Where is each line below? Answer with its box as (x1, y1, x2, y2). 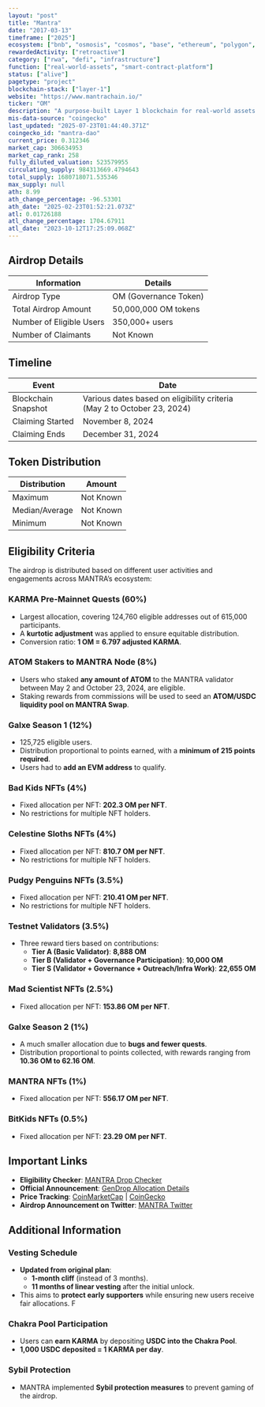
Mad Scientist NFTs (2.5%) (8, 983, 114, 994)
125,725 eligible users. (19, 737, 93, 747)
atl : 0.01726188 (8, 210, 62, 218)
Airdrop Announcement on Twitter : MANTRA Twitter (19, 1201, 193, 1210)
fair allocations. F (19, 1299, 77, 1308)
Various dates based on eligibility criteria (82, 393, 233, 404)
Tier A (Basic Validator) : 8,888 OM (31, 947, 147, 956)
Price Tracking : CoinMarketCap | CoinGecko (19, 1192, 166, 1201)
